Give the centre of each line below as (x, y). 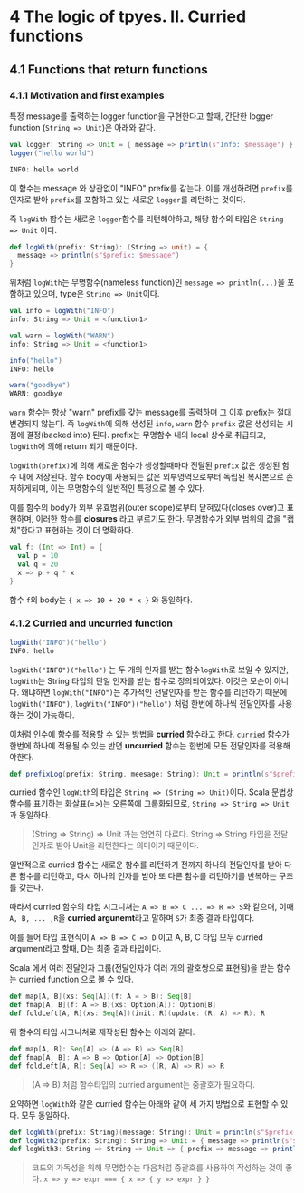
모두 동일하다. (46, 1115)
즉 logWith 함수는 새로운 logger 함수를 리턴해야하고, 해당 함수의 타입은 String (147, 219)
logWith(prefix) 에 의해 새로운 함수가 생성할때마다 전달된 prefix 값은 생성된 (145, 465)
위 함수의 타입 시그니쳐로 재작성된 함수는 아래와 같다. (102, 1032)
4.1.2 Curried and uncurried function (91, 623)
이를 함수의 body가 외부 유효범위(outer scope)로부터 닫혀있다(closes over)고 (147, 508)
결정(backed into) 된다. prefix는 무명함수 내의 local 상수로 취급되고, (146, 435)
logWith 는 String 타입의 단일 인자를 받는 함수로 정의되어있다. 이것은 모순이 (141, 680)
